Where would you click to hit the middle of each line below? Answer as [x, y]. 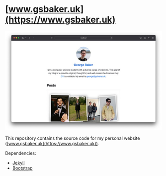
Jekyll [18, 163]
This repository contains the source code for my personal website [73, 138]
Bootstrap [22, 168]
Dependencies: [21, 153]
